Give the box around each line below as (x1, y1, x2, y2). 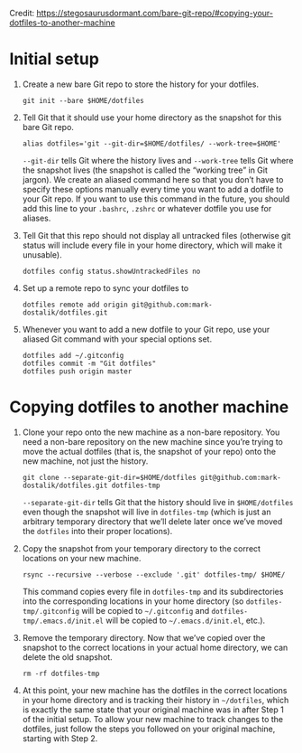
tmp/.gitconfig (22, 607, 80, 616)
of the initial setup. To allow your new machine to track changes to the (22, 713, 284, 724)
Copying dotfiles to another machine (9, 397, 289, 418)
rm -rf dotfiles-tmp (22, 669, 100, 678)
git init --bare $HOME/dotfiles (22, 96, 144, 105)
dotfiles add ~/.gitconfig (22, 351, 124, 360)
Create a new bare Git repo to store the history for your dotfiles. (22, 79, 260, 89)
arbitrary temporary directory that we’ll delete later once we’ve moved (22, 515, 283, 527)
